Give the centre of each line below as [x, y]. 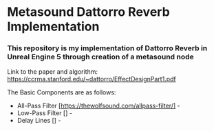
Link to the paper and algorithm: [53, 72]
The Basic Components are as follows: [62, 92]
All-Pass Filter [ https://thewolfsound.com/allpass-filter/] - [98, 106]
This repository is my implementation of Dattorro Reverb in [107, 48]
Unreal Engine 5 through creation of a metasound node [100, 57]
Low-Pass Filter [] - [44, 113]
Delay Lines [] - [39, 121]
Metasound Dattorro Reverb [88, 12]
